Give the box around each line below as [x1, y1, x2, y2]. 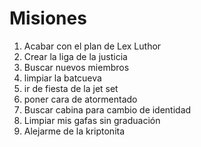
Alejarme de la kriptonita [23, 125, 126, 137]
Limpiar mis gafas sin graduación [23, 114, 161, 126]
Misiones [9, 7, 87, 30]
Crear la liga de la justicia [23, 50, 128, 62]
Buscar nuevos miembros [23, 61, 130, 73]
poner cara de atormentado [23, 93, 138, 105]
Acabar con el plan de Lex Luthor [23, 40, 162, 52]
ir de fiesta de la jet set [23, 82, 119, 94]
